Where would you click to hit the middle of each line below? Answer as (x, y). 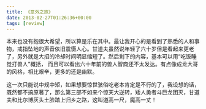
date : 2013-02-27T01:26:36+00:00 (49, 18)
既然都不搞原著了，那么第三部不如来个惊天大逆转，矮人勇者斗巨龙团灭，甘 (100, 93)
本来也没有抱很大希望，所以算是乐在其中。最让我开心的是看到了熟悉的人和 (100, 41)
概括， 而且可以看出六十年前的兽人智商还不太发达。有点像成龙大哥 (114, 64)
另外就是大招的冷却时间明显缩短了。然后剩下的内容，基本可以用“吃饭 (104, 57)
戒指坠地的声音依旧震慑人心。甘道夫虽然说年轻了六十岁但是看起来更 (103, 49)
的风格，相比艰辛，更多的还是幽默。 (52, 72)
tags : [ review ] (26, 23)
